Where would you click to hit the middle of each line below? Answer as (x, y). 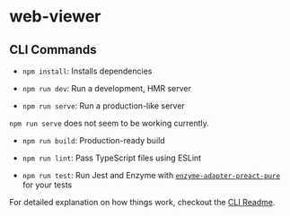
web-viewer (55, 17)
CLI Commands (53, 50)
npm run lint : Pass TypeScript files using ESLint (112, 158)
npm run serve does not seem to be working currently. (109, 123)
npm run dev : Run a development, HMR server (106, 88)
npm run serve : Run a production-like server (104, 106)
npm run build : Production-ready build (93, 140)
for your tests (47, 185)
